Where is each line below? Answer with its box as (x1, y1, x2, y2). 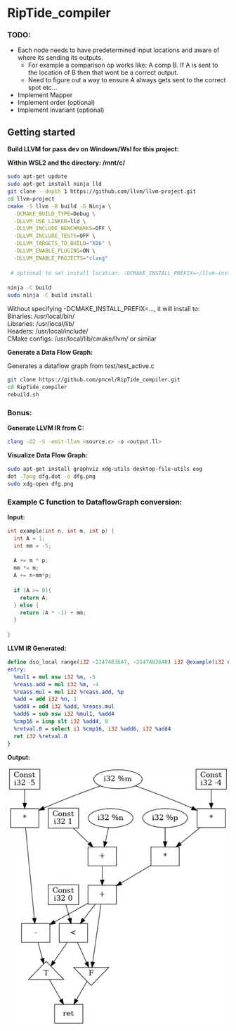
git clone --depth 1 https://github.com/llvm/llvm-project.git (7, 188, 197, 195)
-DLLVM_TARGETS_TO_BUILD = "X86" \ (13, 240, 112, 247)
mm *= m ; (13, 564, 39, 571)
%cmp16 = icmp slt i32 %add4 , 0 (13, 718, 109, 726)
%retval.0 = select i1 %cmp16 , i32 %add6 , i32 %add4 (13, 725, 171, 733)
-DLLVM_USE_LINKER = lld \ (13, 217, 86, 224)
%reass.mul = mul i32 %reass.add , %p (13, 688, 124, 695)
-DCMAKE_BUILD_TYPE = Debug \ (13, 210, 96, 217)
